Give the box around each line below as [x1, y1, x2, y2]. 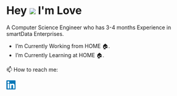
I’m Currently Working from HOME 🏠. [15, 42, 111, 49]
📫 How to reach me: [6, 66, 58, 73]
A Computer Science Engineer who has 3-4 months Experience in [6, 24, 172, 31]
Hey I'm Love [6, 4, 82, 18]
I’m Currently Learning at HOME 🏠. [15, 51, 105, 58]
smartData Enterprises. [6, 30, 64, 37]
